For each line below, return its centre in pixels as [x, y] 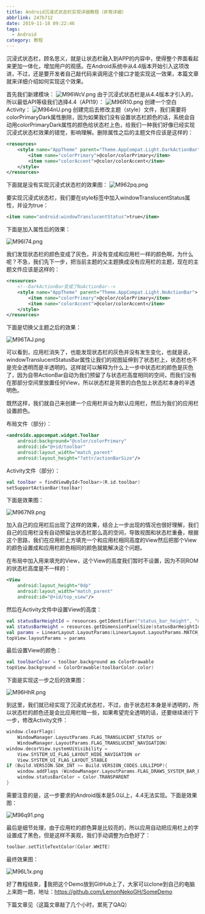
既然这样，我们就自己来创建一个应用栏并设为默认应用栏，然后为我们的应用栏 [103, 403]
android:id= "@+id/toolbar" [52, 447]
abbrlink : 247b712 [30, 18]
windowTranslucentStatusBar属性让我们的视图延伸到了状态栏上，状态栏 [97, 360]
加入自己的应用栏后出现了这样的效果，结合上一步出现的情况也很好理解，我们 [103, 525]
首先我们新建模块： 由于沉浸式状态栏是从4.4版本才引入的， [101, 94]
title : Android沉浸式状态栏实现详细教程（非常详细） [67, 12]
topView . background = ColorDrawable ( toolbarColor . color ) [80, 668]
